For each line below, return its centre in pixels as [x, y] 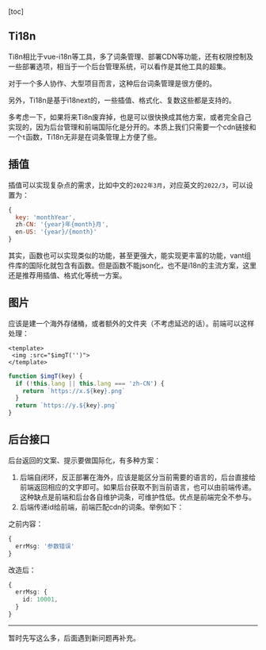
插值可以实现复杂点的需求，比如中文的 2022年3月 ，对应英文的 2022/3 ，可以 [127, 185]
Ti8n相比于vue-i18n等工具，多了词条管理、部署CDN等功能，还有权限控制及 [131, 56]
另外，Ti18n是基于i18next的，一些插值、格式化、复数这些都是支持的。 [122, 100]
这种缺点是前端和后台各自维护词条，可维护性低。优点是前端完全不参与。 [137, 497]
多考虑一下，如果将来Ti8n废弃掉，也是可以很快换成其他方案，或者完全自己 [130, 117]
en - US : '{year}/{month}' [56, 232]
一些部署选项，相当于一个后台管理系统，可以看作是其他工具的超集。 [119, 66]
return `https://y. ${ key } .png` [67, 406]
